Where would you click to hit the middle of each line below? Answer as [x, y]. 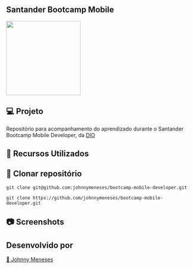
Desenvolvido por [39, 245]
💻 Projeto [25, 111]
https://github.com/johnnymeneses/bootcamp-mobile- [98, 198]
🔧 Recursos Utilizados [48, 154]
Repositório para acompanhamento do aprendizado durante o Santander [95, 129]
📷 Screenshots [35, 222]
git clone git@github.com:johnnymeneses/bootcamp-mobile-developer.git [96, 187]
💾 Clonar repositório [44, 174]
